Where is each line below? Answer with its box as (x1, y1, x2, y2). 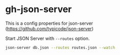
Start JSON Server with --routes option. (5, 35, 90, 41)
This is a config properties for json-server (5, 20, 93, 26)
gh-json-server (5, 4, 72, 15)
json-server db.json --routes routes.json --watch (5, 45, 115, 50)
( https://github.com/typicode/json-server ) (5, 25, 93, 31)
